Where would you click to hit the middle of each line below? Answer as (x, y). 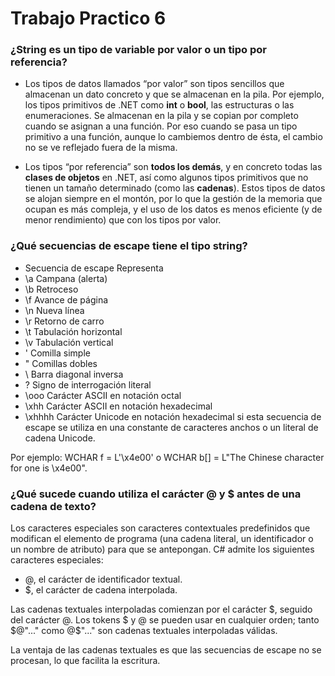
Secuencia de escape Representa (94, 268)
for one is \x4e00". (49, 468)
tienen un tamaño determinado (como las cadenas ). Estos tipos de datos (175, 188)
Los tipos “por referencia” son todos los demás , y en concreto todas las (173, 167)
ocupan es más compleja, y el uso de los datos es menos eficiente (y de (173, 209)
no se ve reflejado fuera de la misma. (101, 148)
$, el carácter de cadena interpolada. (101, 590)
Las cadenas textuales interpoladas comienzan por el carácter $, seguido (161, 609)
